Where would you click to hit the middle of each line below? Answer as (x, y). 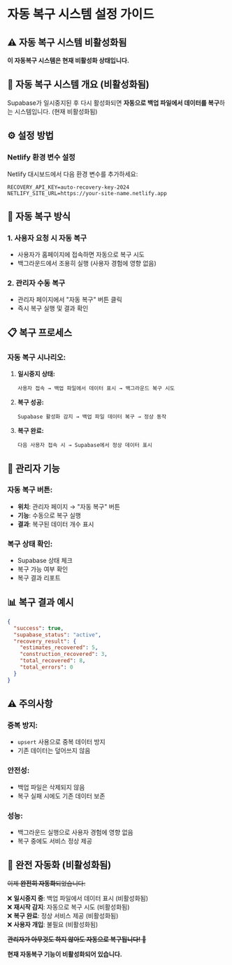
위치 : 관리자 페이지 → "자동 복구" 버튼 (69, 506)
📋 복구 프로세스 (39, 333)
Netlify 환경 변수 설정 (41, 157)
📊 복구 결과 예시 (41, 602)
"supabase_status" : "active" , (57, 635)
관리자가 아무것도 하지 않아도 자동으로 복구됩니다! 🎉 (77, 939)
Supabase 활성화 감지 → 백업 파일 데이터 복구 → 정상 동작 (92, 417)
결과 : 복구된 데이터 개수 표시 (56, 524)
